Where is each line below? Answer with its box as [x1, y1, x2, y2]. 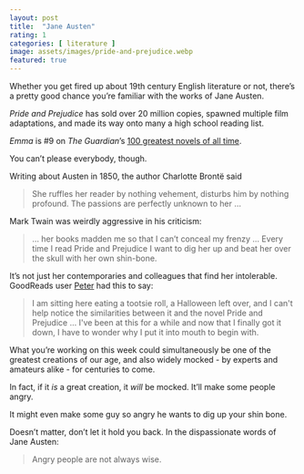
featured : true [9, 56, 67, 65]
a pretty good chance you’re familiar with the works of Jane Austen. [9, 90, 265, 101]
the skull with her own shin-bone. [31, 252, 157, 263]
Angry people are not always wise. [31, 454, 162, 465]
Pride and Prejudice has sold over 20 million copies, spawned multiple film [9, 108, 289, 118]
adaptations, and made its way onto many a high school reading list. [9, 118, 265, 129]
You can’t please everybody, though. [9, 153, 147, 164]
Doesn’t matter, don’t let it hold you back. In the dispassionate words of [9, 427, 277, 438]
